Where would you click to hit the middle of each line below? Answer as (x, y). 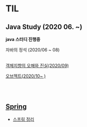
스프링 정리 (23, 119)
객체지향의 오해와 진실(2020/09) (37, 65)
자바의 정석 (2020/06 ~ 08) (33, 50)
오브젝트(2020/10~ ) (26, 76)
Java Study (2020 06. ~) (44, 27)
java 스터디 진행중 (23, 39)
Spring (16, 107)
